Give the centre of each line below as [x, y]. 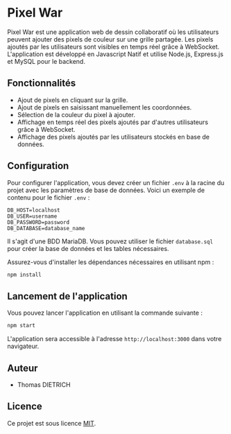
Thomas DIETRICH [44, 384]
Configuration [38, 166]
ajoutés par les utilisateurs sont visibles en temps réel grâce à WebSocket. [113, 46]
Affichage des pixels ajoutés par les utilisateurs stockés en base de [113, 137]
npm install [24, 275]
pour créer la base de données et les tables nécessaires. [88, 248]
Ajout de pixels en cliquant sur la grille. [72, 100]
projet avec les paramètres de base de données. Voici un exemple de [106, 190]
